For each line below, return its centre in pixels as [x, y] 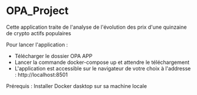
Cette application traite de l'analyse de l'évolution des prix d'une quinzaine [96, 27]
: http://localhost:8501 [41, 74]
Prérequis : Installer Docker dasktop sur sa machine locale [76, 86]
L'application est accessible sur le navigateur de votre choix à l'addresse [103, 68]
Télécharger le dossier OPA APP [54, 56]
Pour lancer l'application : [37, 45]
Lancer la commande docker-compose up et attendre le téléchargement [102, 62]
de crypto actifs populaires [39, 33]
